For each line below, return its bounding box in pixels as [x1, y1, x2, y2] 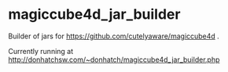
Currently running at [8, 46, 74, 56]
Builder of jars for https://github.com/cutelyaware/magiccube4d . [8, 31, 220, 41]
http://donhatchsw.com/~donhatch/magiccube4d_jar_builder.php [8, 55, 220, 64]
